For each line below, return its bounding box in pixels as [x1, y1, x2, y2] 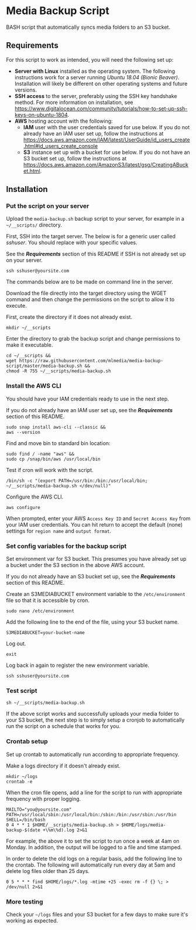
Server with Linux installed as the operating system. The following [14, 68, 176, 75]
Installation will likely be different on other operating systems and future [14, 80, 188, 87]
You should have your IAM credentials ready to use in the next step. [6, 395, 170, 402]
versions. [14, 86, 37, 93]
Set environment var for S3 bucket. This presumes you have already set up [6, 555, 187, 562]
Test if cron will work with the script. [6, 466, 94, 473]
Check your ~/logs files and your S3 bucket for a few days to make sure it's [6, 911, 188, 918]
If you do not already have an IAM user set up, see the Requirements [6, 406, 173, 413]
